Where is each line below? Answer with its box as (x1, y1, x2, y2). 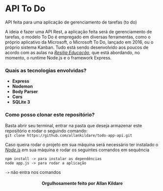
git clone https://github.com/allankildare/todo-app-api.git (5, 133, 133, 138)
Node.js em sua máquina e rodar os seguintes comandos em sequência (5, 147, 150, 153)
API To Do (5, 3, 46, 14)
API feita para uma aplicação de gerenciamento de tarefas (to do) (5, 19, 137, 25)
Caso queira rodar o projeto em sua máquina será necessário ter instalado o (5, 141, 159, 147)
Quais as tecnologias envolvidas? (5, 67, 87, 74)
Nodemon (12, 83, 33, 89)
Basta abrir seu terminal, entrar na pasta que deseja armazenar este (5, 122, 142, 128)
